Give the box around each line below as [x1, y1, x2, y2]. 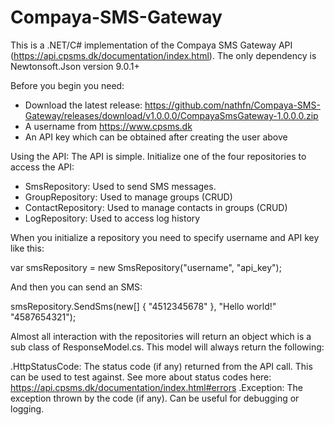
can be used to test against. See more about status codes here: [10, 371, 272, 383]
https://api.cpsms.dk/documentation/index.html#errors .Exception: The [10, 381, 303, 393]
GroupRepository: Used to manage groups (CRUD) [24, 191, 233, 203]
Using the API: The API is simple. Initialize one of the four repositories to [10, 150, 307, 162]
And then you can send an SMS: [10, 281, 143, 293]
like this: [10, 242, 45, 254]
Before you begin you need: [10, 79, 125, 91]
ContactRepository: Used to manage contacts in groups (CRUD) [24, 201, 288, 213]
